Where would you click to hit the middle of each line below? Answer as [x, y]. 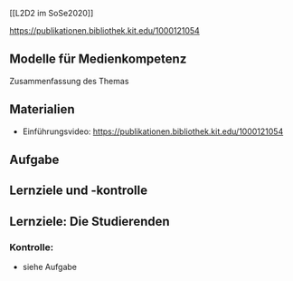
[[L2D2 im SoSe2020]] [52, 13]
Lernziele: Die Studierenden [90, 221]
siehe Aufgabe [50, 267]
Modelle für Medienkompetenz [98, 59]
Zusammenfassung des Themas [69, 81]
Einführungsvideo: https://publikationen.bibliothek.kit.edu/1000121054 [153, 131]
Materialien [42, 109]
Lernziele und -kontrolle [78, 191]
